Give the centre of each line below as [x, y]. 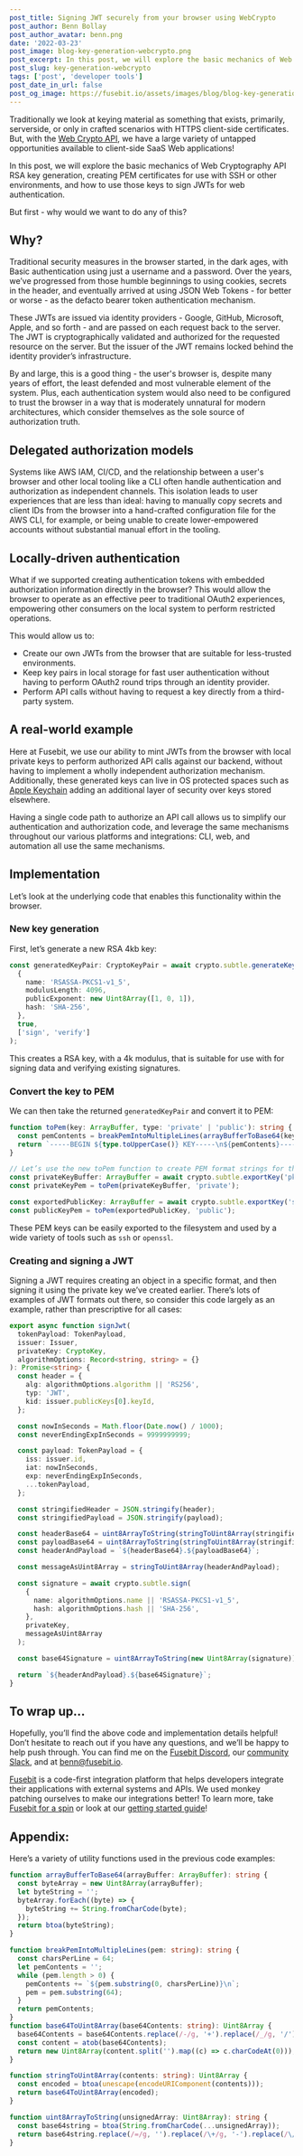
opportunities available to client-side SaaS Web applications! [122, 148]
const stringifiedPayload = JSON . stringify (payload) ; [120, 1518]
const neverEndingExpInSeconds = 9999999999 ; [105, 1435]
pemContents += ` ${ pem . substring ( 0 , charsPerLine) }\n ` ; [133, 1984]
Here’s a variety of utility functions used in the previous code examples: [142, 1859]
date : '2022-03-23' [46, 43]
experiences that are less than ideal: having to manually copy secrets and [146, 501]
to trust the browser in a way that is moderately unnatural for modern [138, 402]
